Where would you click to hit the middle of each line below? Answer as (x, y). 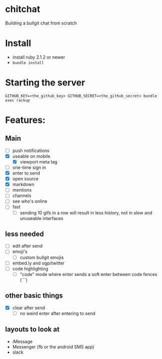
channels (22, 195)
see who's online (30, 201)
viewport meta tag (39, 161)
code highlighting (30, 268)
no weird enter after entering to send (58, 313)
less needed (24, 234)
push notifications (31, 150)
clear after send (29, 307)
